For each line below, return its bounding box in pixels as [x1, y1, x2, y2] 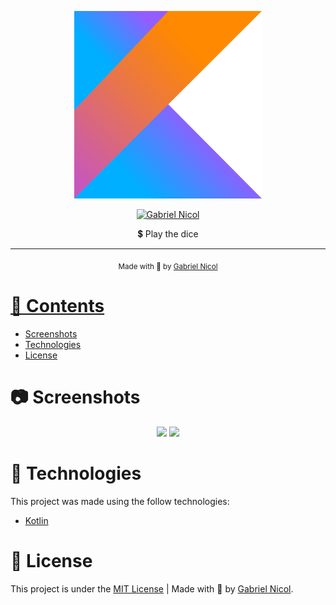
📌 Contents [10, 294, 105, 317]
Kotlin [24, 514, 49, 526]
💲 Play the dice [137, 228, 199, 240]
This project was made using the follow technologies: [10, 495, 230, 507]
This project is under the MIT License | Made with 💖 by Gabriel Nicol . [10, 582, 294, 595]
